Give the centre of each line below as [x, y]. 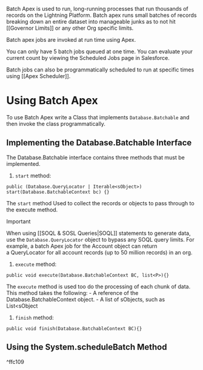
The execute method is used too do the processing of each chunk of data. [98, 286]
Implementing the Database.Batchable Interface [99, 143]
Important [18, 221]
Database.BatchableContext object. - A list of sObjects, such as [86, 299]
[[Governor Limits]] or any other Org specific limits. [70, 28]
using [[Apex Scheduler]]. [38, 76]
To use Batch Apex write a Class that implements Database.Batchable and [98, 117]
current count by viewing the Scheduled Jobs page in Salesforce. [88, 58]
